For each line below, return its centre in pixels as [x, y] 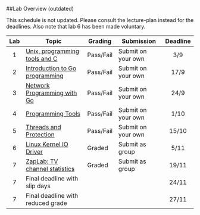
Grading [100, 41]
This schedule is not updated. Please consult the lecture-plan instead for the [100, 20]
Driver [35, 152]
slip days [38, 186]
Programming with [51, 93]
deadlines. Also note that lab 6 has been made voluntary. [76, 27]
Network [38, 85]
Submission [139, 41]
